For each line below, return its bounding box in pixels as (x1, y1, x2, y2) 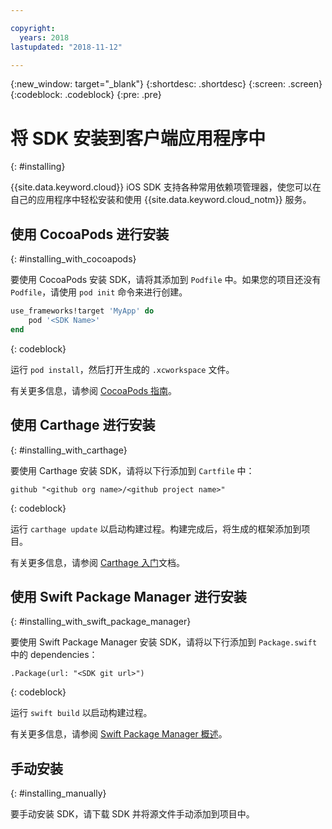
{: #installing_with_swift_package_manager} (10, 616, 192, 628)
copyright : (10, 23, 56, 33)
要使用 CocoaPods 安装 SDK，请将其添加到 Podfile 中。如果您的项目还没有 (10, 274, 322, 286)
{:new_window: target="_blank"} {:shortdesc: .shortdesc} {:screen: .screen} (10, 78, 323, 90)
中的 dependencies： (10, 649, 98, 661)
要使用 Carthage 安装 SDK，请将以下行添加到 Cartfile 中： (10, 464, 255, 476)
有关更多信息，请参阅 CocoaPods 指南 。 (10, 384, 178, 396)
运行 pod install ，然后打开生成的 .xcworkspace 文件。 (10, 363, 235, 375)
